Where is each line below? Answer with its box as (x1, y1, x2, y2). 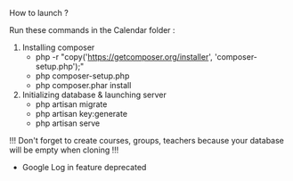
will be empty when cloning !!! (9, 144, 119, 155)
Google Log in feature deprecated (21, 162, 147, 172)
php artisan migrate (35, 99, 108, 110)
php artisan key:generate (35, 109, 127, 119)
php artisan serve (35, 118, 101, 128)
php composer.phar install (35, 80, 132, 90)
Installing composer (21, 42, 95, 53)
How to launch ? (9, 8, 69, 18)
